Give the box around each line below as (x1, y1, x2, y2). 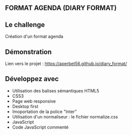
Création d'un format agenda (5, 34, 64, 40)
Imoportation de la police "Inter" (12, 109, 77, 114)
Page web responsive (12, 98, 56, 104)
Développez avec (5, 75, 59, 83)
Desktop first (12, 103, 39, 109)
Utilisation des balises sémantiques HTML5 (12, 88, 99, 93)
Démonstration (5, 47, 52, 56)
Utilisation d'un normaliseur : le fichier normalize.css (12, 113, 118, 119)
